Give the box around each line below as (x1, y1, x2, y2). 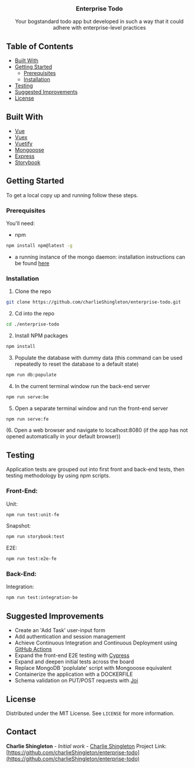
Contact (6, 727, 37, 737)
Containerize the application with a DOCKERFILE (14, 671, 133, 678)
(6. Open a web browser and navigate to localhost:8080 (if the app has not (6, 427, 188, 434)
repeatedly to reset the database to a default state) (14, 360, 139, 367)
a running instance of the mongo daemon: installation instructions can (14, 253, 185, 261)
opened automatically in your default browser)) (6, 433, 121, 440)
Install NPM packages (14, 332, 68, 339)
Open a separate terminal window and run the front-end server (14, 405, 169, 412)
